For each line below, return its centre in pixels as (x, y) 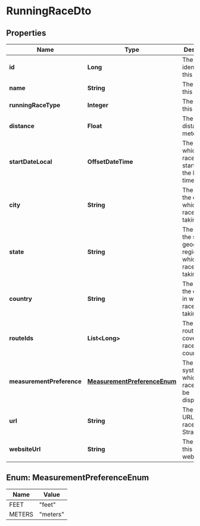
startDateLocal (31, 162)
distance (22, 126)
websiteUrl (25, 449)
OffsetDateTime (110, 162)
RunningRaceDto (49, 11)
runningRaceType (35, 105)
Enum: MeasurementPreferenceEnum (78, 478)
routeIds (21, 338)
